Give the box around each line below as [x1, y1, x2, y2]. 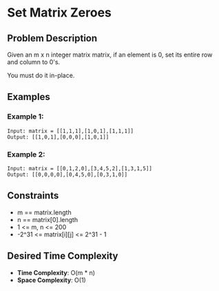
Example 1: [7, 112, 44, 121]
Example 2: [7, 150, 45, 159]
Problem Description [7, 32, 98, 44]
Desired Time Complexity [7, 250, 118, 262]
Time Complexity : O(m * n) [17, 268, 95, 277]
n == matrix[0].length [17, 215, 78, 223]
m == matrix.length [17, 208, 72, 217]
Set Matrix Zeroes [7, 5, 112, 21]
